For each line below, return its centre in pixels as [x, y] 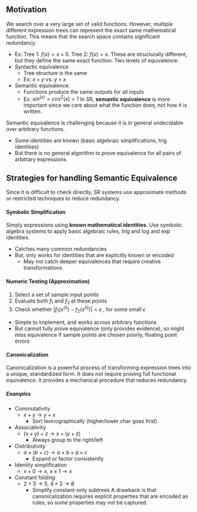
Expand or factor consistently [68, 459]
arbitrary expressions [40, 159]
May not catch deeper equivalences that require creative [92, 261]
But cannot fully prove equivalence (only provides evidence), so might [99, 328]
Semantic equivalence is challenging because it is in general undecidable [95, 123]
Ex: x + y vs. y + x [45, 79]
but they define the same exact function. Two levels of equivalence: [97, 60]
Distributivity [30, 446]
